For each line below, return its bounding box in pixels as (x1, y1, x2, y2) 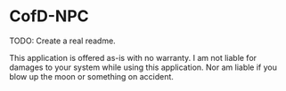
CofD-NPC (9, 6, 89, 27)
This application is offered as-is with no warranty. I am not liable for (9, 52, 257, 63)
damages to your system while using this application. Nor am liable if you (9, 62, 278, 72)
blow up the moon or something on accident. (9, 71, 174, 81)
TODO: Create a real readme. (9, 35, 116, 46)
